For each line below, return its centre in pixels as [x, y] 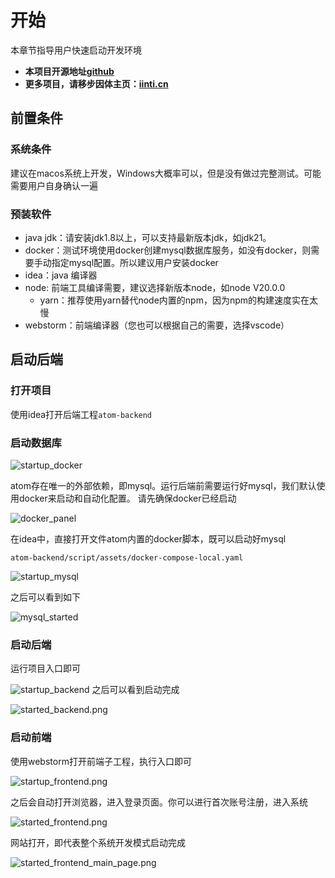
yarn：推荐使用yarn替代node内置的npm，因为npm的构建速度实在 [174, 300]
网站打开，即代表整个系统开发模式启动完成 [98, 842]
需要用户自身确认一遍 [54, 185]
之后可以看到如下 [45, 597]
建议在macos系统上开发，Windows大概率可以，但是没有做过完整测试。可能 [166, 173]
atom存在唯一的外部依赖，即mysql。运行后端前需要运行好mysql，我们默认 [163, 485]
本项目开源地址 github [69, 71]
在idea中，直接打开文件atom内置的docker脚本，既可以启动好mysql [148, 538]
